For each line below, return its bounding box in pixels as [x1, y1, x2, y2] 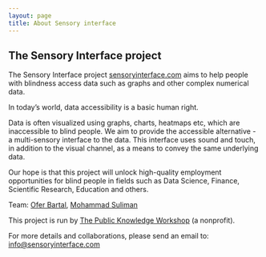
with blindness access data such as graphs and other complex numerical [8, 78, 250, 88]
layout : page [8, 11, 52, 20]
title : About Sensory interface [8, 19, 116, 27]
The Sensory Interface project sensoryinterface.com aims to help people [8, 70, 248, 80]
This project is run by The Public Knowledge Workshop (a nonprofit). [8, 215, 236, 225]
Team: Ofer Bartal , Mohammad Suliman [8, 200, 139, 210]
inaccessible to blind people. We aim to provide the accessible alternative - [8, 126, 256, 136]
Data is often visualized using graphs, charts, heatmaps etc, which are [8, 118, 240, 128]
